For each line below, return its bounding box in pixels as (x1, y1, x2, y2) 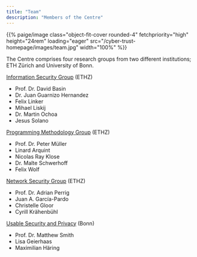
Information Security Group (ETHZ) (6, 73, 93, 80)
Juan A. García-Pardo (14, 195, 69, 202)
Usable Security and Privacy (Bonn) (6, 220, 95, 227)
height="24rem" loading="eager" (6, 37, 89, 44)
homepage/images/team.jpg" (6, 43, 79, 51)
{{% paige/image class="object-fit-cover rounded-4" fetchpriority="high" (6, 31, 189, 38)
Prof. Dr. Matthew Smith (14, 231, 74, 238)
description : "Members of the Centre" (6, 14, 103, 20)
